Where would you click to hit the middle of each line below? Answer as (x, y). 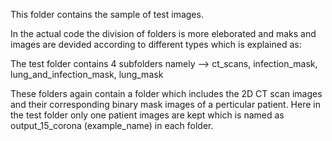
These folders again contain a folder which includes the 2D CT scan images (166, 93)
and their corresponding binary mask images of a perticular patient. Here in (165, 104)
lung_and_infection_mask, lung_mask (87, 74)
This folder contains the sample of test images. (107, 14)
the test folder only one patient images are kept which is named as (147, 115)
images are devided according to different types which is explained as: (156, 44)
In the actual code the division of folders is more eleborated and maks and (163, 33)
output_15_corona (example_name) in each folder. (112, 125)
